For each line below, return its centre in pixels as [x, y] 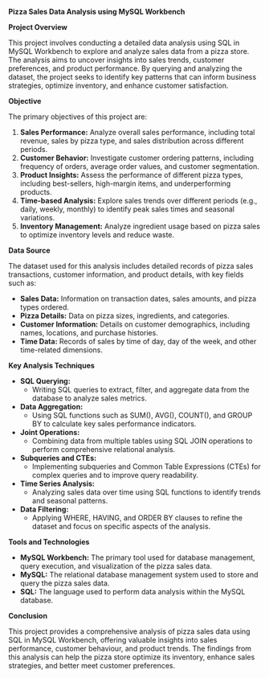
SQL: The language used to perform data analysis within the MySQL [132, 592]
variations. [37, 218]
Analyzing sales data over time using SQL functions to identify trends [146, 492]
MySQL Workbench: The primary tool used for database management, [137, 557]
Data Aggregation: [51, 407]
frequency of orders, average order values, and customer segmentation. [139, 166]
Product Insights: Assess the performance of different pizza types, [131, 175]
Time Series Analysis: [57, 483]
